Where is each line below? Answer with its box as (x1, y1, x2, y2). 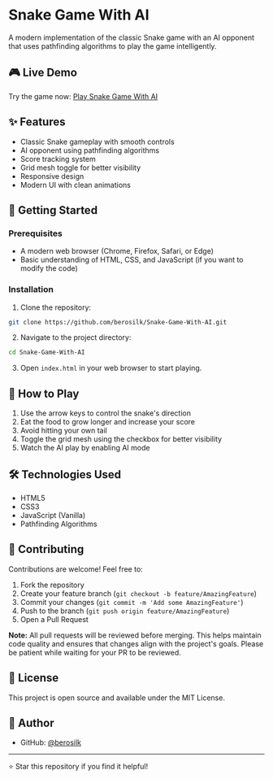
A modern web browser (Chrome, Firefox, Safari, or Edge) (19, 246, 214, 256)
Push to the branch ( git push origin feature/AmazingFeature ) (19, 606, 230, 616)
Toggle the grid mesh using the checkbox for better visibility (19, 434, 222, 444)
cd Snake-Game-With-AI (8, 348, 85, 357)
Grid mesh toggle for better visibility (19, 163, 141, 172)
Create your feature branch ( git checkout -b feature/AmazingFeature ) (19, 588, 258, 598)
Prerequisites (8, 228, 63, 239)
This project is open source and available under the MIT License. (8, 693, 226, 703)
